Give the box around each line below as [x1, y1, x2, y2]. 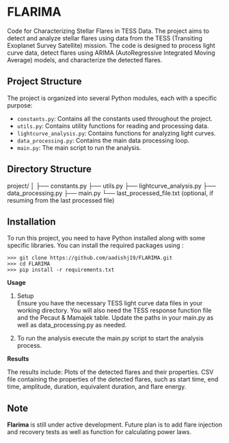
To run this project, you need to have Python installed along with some [7, 234, 206, 242]
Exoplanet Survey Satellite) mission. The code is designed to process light [7, 41, 215, 49]
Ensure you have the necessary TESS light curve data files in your [16, 299, 203, 307]
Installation [7, 216, 56, 227]
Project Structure [7, 76, 82, 88]
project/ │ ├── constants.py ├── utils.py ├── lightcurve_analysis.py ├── [7, 181, 217, 190]
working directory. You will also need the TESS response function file [16, 306, 212, 315]
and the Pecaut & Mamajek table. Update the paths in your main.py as [16, 314, 214, 322]
